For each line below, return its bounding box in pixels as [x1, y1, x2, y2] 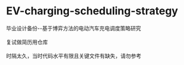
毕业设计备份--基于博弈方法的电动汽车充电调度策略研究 [6, 24, 141, 32]
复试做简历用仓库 [6, 38, 48, 45]
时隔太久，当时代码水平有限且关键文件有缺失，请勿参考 [6, 52, 141, 59]
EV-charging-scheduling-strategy [6, 4, 178, 18]
